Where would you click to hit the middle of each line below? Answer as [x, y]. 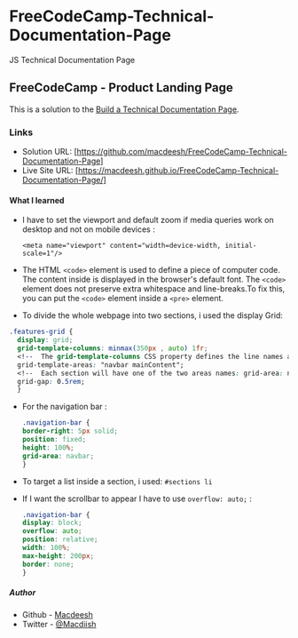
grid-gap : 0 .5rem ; [51, 381]
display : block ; [52, 523]
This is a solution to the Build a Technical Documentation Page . [124, 109]
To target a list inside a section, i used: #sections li [117, 481]
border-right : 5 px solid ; [70, 431]
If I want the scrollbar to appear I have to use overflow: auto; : [137, 498]
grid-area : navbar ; [58, 456]
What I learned [37, 200]
